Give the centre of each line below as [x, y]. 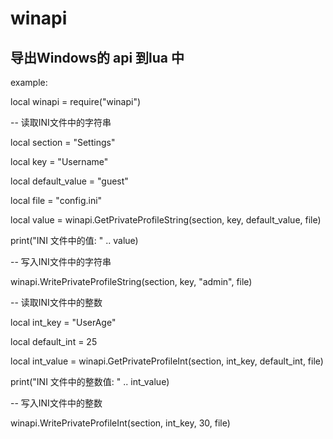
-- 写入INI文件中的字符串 [61, 261]
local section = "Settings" [63, 142]
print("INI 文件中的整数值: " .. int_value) [90, 381]
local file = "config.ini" [56, 200]
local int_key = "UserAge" [63, 322]
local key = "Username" [59, 161]
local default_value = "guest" [69, 181]
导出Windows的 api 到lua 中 [97, 57]
